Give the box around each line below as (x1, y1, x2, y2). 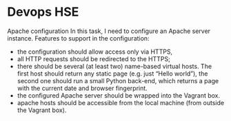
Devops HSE (7, 4, 79, 20)
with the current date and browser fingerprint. (17, 84, 148, 92)
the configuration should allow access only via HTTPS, (17, 47, 173, 56)
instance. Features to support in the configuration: (7, 34, 150, 42)
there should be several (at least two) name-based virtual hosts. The (17, 62, 212, 70)
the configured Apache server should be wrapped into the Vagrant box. (17, 91, 221, 100)
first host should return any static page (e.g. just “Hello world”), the (17, 69, 208, 78)
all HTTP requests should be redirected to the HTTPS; (17, 54, 170, 63)
